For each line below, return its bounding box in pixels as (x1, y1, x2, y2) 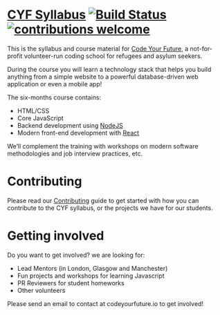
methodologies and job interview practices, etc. (7, 149, 143, 157)
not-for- (190, 44, 213, 52)
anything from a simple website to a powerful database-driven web (7, 73, 199, 81)
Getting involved (7, 228, 104, 244)
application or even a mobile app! (7, 79, 102, 88)
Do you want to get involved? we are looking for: (7, 251, 145, 259)
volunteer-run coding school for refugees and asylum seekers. (24, 52, 203, 60)
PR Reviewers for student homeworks (17, 278, 125, 287)
